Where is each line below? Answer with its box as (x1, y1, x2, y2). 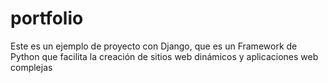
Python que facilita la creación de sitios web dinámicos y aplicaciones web (10, 50, 319, 62)
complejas (10, 61, 53, 73)
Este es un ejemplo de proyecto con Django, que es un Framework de (10, 40, 298, 52)
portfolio (10, 7, 84, 30)
